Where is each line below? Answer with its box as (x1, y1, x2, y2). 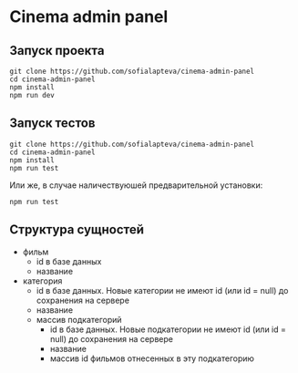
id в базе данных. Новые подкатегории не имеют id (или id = (49, 324, 287, 335)
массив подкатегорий (36, 314, 122, 325)
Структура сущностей (9, 222, 144, 238)
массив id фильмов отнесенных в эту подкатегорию (49, 353, 255, 364)
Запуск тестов (9, 116, 96, 131)
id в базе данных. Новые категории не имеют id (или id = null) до (36, 285, 289, 295)
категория (22, 275, 63, 286)
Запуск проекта (9, 43, 105, 58)
